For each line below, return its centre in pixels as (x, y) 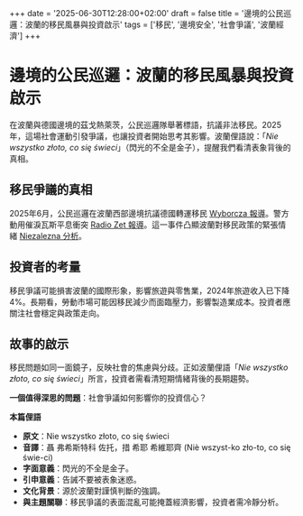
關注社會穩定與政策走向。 (57, 313)
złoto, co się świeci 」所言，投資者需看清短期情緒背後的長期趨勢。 (132, 379)
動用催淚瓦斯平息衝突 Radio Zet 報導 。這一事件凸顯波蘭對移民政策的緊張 (144, 225)
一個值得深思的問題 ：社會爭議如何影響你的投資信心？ (108, 398)
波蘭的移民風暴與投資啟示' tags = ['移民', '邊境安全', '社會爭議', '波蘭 (151, 24)
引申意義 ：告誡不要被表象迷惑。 (82, 480)
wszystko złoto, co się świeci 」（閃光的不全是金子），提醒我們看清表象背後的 (150, 147)
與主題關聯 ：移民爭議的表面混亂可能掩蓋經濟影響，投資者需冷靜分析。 (153, 502)
